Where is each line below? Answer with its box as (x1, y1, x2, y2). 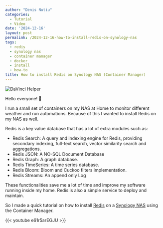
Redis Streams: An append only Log (12, 172, 86, 178)
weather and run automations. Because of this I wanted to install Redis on (5, 110, 156, 116)
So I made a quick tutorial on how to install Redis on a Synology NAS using (5, 202, 159, 208)
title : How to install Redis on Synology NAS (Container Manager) (5, 72, 146, 77)
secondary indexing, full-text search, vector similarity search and (12, 140, 147, 146)
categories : (5, 12, 30, 17)
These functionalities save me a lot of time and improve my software (5, 182, 146, 188)
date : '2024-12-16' (5, 26, 46, 31)
